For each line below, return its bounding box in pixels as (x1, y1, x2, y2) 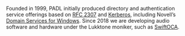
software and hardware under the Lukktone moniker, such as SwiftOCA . (6, 23, 180, 30)
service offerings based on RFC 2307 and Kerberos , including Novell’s (6, 11, 176, 18)
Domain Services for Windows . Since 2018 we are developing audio (6, 17, 170, 24)
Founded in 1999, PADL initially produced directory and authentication (6, 5, 175, 12)
